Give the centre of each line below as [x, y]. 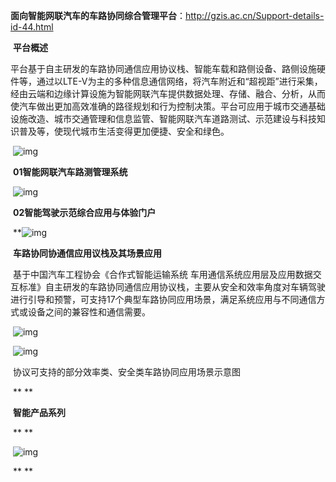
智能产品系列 [39, 412]
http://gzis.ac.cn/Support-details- [255, 15]
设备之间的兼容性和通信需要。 [89, 312]
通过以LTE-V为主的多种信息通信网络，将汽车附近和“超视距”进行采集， [179, 81]
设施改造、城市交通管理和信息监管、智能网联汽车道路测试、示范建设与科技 [163, 118]
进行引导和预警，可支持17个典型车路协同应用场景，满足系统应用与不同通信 [163, 299]
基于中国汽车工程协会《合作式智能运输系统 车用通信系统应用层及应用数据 [162, 274]
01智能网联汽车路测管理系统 [70, 172]
